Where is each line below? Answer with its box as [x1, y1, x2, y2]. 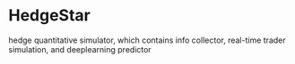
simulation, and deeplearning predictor [8, 44, 152, 54]
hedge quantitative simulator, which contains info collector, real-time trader [8, 35, 286, 45]
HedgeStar [8, 5, 91, 26]
